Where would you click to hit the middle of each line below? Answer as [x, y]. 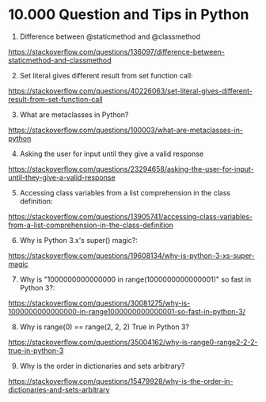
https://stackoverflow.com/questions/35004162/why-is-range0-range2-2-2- [133, 342]
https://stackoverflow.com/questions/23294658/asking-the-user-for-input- [131, 169]
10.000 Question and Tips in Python [129, 15]
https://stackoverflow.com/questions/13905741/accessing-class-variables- [131, 216]
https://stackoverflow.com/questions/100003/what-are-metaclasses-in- [126, 130]
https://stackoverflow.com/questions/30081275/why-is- [99, 303]
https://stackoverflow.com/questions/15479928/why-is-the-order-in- [121, 381]
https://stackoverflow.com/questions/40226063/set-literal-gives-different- [131, 91]
